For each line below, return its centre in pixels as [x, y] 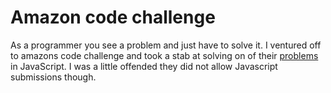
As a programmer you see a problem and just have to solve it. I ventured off [166, 45]
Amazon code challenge [113, 17]
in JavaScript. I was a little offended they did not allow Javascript [144, 66]
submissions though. [53, 77]
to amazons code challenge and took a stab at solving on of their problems [164, 55]
